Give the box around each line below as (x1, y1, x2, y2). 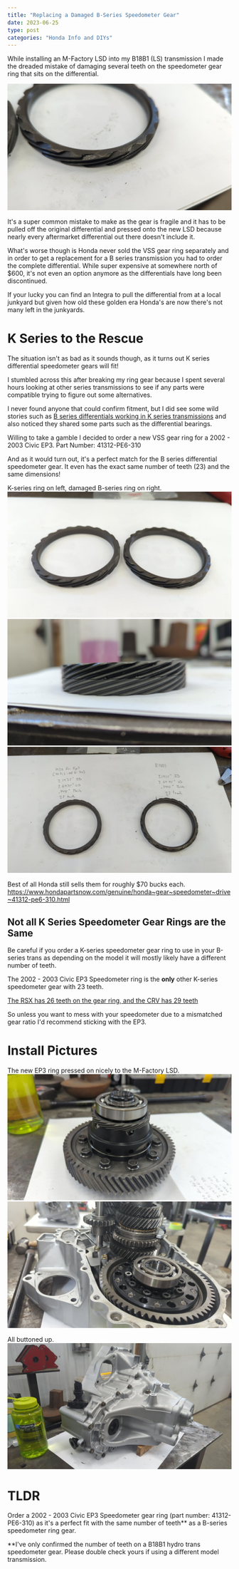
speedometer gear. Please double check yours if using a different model (7, 1548, 219, 1556)
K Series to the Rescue (7, 330, 144, 346)
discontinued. (7, 276, 48, 285)
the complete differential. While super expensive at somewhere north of (7, 261, 218, 270)
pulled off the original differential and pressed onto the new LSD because (7, 224, 222, 233)
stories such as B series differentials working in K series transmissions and (7, 412, 226, 420)
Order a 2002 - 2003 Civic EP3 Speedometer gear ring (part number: (7, 1511, 211, 1520)
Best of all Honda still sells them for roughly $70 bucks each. (7, 880, 186, 889)
